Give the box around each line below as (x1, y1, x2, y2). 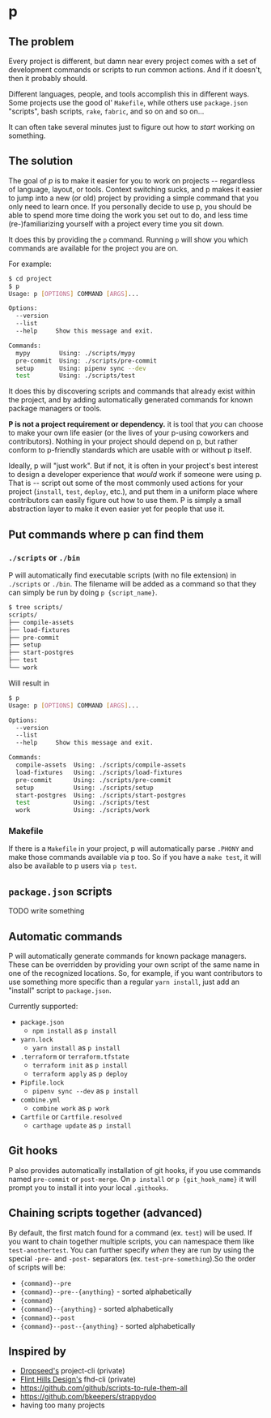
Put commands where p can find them (8, 527, 205, 541)
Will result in (8, 678, 50, 688)
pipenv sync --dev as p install (32, 1086, 139, 1096)
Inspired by (8, 1345, 66, 1359)
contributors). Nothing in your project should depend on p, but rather (8, 436, 239, 446)
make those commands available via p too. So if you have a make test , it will (8, 853, 261, 862)
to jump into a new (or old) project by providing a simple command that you (8, 193, 259, 203)
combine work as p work (32, 1103, 110, 1113)
